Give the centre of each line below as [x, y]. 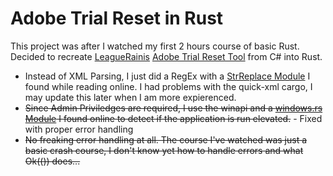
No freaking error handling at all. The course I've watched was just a [166, 139]
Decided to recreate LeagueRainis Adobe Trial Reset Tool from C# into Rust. [166, 56]
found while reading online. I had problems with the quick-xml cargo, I [168, 86]
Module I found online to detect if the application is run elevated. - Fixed [173, 118]
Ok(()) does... [52, 161]
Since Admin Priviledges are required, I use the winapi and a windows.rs [173, 108]
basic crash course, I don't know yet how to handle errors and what [164, 150]
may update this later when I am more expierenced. [130, 97]
